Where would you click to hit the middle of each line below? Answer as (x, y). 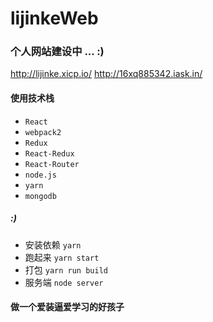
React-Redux (49, 153)
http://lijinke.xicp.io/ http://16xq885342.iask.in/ (106, 74)
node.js (40, 175)
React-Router (52, 164)
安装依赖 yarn (53, 244)
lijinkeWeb (54, 18)
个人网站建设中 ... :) (57, 52)
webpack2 (43, 132)
